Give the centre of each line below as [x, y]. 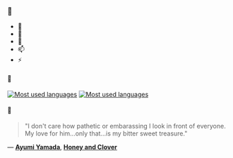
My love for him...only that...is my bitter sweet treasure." [106, 133]
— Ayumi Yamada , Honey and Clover [62, 147]
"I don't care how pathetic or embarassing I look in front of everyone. [125, 126]
